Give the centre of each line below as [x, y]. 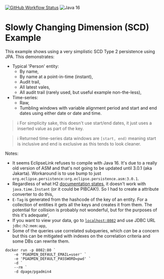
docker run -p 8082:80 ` [30, 250]
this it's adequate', [31, 215]
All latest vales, [35, 87]
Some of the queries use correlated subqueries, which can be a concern [86, 230]
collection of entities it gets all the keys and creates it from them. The [82, 204]
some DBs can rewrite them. [41, 241]
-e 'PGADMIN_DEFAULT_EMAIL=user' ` [50, 254]
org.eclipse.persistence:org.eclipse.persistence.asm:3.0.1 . [75, 178]
